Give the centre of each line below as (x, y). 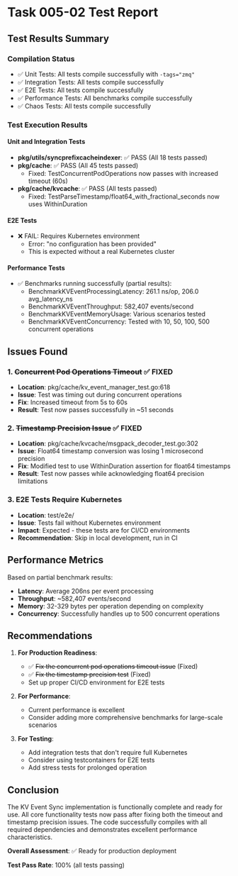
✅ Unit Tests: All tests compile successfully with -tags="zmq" (106, 74)
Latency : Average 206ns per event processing (85, 591)
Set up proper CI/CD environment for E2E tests (96, 682)
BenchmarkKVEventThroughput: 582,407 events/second (111, 306)
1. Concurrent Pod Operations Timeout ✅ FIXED (90, 372)
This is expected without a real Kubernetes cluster (101, 252)
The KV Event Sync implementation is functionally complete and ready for (115, 807)
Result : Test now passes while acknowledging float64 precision (111, 474)
